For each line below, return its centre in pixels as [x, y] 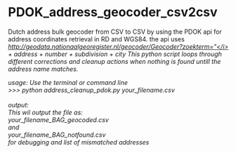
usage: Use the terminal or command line [68, 82]
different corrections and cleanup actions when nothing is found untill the [114, 61]
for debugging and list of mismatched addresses [79, 142]
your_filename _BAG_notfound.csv [57, 135]
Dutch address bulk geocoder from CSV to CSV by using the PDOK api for [115, 32]
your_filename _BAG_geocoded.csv [59, 119]
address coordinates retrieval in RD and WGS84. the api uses [96, 39]
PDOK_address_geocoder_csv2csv [113, 12]
